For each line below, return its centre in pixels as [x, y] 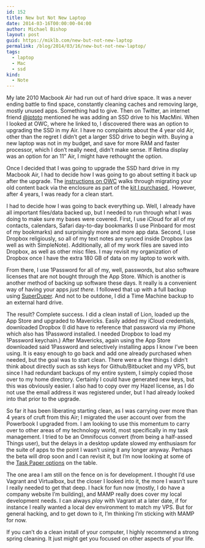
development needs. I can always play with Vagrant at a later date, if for [97, 501]
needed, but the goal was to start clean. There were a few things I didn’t [97, 360]
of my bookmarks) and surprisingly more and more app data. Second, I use [101, 232]
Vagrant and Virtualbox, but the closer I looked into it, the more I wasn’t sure [102, 481]
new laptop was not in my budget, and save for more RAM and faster [93, 143]
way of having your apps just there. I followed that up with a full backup [96, 290]
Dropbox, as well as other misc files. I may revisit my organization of [92, 252]
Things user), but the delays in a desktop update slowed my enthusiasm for [101, 443]
